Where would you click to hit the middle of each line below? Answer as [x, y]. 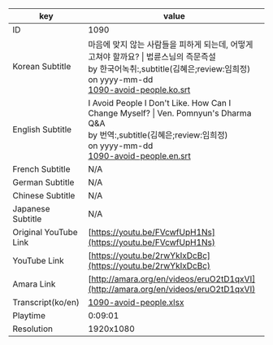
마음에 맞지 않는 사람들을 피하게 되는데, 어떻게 [171, 44]
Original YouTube [45, 232]
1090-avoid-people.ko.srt [139, 90]
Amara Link [34, 284]
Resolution [32, 329]
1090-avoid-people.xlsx [136, 302]
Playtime [29, 315]
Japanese [31, 209]
